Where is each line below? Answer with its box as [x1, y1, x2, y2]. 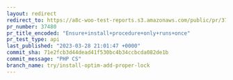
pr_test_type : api [6, 36, 60, 43]
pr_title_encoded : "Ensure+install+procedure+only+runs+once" [6, 29, 191, 37]
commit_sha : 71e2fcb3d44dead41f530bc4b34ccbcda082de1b [6, 49, 169, 56]
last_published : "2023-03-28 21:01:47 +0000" [6, 42, 140, 49]
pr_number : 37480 [6, 23, 57, 30]
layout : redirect [6, 10, 57, 17]
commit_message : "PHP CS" [6, 56, 81, 63]
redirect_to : [6, 17, 45, 24]
